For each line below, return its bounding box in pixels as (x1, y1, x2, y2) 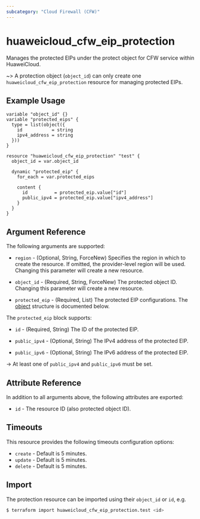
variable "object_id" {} (6, 112, 68, 118)
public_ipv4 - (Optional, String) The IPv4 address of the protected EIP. (14, 338, 189, 345)
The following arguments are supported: (6, 243, 106, 250)
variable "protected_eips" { (6, 117, 79, 123)
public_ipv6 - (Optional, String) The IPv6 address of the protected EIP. (14, 349, 189, 356)
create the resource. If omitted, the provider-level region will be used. (14, 261, 186, 268)
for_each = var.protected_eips (17, 174, 95, 180)
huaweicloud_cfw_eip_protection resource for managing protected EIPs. (6, 78, 183, 85)
